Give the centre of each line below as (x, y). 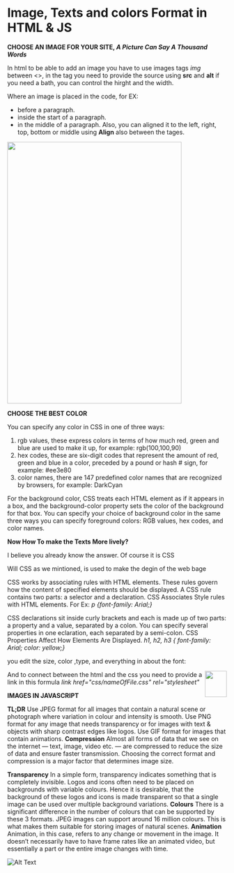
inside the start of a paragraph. (62, 117)
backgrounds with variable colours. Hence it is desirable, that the (101, 789)
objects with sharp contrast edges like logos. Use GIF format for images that (117, 731)
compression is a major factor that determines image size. (91, 761)
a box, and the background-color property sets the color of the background (116, 506)
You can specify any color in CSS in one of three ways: (86, 426)
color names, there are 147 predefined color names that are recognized (119, 477)
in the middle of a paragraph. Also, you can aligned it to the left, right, (117, 124)
